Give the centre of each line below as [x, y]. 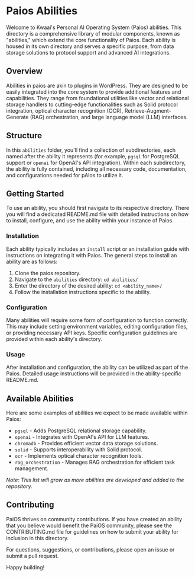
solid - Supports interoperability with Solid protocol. [78, 450]
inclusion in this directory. [38, 538]
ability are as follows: [32, 262]
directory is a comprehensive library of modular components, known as [93, 33]
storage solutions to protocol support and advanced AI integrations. [89, 52]
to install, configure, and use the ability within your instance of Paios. [90, 221]
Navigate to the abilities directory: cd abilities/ [76, 279]
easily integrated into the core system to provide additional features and [94, 92]
